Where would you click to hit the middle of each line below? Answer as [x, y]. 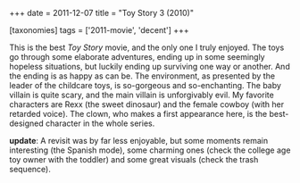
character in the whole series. [100, 123]
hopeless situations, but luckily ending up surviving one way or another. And [150, 67]
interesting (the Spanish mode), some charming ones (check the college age [150, 150]
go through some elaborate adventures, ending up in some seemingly [137, 57]
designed [27, 123]
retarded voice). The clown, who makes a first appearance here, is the [138, 114]
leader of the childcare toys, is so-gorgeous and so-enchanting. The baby [145, 85]
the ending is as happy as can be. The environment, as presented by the [142, 76]
